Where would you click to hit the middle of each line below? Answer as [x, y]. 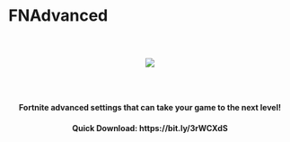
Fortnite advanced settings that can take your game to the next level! [150, 107]
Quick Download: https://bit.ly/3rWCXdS [150, 128]
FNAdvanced [58, 16]
